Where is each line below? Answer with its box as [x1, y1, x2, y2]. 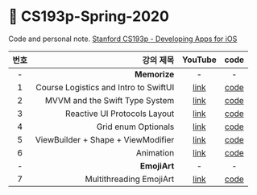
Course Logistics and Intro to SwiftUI [35, 81, 175, 93]
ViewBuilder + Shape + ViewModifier [35, 134, 175, 145]
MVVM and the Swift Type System [44, 94, 175, 106]
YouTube [182, 54, 217, 65]
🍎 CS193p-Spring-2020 [8, 7, 169, 26]
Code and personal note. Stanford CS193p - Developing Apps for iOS [8, 34, 238, 44]
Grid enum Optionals [96, 121, 175, 132]
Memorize [134, 68, 175, 80]
